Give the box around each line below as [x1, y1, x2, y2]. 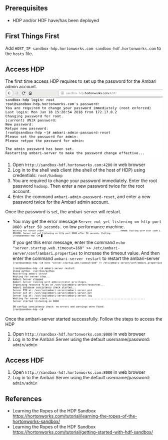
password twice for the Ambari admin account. [12, 199, 109, 205]
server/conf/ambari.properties [12, 251, 78, 256]
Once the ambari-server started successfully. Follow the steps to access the [5, 316, 162, 322]
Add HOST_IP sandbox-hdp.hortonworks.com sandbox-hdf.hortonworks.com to [5, 45, 161, 51]
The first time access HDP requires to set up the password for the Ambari [5, 78, 156, 84]
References [5, 394, 42, 403]
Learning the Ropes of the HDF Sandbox [12, 424, 96, 430]
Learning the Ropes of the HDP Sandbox [12, 408, 96, 414]
